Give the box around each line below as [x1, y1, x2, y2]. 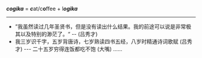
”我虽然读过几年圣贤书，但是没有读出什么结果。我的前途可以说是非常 [14, 23, 186, 30]
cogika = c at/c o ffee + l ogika [6, 5, 78, 12]
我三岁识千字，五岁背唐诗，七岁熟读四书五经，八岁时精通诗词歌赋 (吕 [14, 38, 188, 45]
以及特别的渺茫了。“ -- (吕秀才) [20, 30, 98, 38]
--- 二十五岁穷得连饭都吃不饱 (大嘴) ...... [23, 45, 123, 53]
